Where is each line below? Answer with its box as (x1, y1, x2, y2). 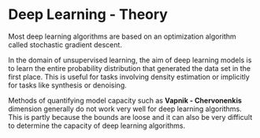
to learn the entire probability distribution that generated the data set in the (8, 63, 251, 73)
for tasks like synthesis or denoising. (8, 80, 128, 90)
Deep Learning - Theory (8, 6, 168, 24)
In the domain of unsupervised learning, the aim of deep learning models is (8, 55, 252, 65)
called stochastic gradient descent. (8, 39, 122, 49)
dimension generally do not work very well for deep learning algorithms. (8, 104, 242, 114)
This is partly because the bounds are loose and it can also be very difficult (8, 112, 253, 121)
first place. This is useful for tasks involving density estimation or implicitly (8, 72, 250, 81)
